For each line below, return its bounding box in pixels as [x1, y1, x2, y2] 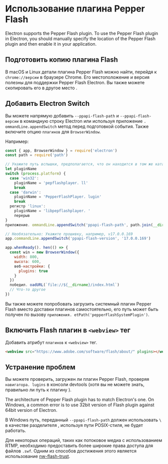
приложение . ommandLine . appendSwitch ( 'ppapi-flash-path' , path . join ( [5, 222, 153, 227]
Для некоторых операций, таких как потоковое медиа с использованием [5, 437, 162, 443]
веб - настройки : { [14, 264, 50, 269]
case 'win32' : [9, 176, 39, 181]
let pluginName [5, 167, 37, 172]
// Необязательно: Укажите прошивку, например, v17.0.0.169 [5, 231, 133, 236]
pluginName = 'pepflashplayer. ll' [14, 180, 88, 186]
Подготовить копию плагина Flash [5, 56, 118, 64]
